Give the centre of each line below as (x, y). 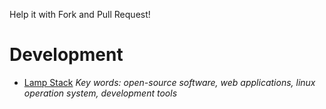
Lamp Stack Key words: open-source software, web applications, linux (169, 82)
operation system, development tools (100, 93)
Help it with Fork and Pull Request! (80, 14)
